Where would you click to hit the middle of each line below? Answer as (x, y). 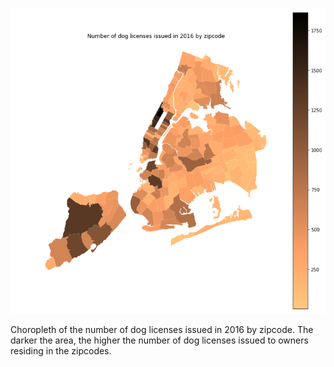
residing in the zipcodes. (61, 351)
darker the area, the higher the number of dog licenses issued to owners (159, 340)
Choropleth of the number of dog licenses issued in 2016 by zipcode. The (162, 330)
